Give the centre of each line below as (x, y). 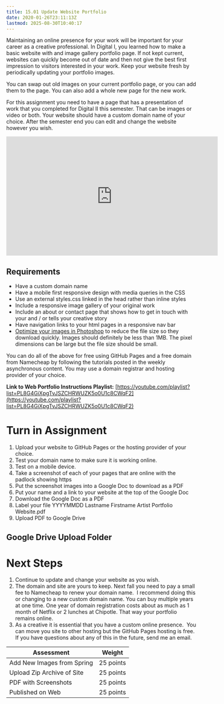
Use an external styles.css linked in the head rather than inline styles (100, 299)
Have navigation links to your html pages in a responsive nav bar (95, 325)
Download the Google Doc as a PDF (59, 499)
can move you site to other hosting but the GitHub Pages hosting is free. (105, 631)
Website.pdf (30, 512)
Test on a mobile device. (46, 467)
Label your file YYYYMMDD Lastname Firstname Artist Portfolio (94, 505)
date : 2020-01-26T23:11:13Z (42, 18)
